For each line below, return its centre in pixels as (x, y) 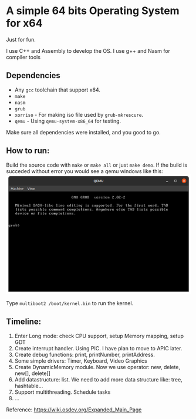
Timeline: (24, 322)
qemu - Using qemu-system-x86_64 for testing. (68, 121)
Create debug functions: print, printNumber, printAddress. (85, 354)
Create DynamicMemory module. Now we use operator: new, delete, (97, 367)
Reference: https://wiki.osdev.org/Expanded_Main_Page (74, 410)
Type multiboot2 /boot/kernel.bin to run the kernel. (70, 303)
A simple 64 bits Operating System (93, 11)
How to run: (28, 151)
